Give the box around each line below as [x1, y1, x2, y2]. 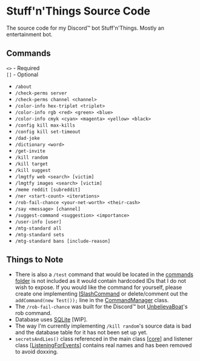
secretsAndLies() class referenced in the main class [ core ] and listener [15, 335, 193, 342]
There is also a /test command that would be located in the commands [15, 271, 194, 278]
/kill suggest [15, 167, 51, 173]
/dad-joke [15, 135, 41, 141]
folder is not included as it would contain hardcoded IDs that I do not [15, 277, 187, 284]
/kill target [15, 161, 48, 167]
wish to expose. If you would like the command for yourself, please [15, 283, 182, 291]
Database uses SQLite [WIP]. [15, 316, 88, 323]
